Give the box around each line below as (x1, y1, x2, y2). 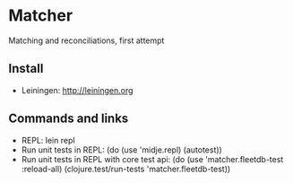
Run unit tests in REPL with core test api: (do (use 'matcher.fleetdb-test (21, 153, 284, 164)
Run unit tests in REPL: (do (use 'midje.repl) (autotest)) (21, 144, 223, 155)
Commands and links (8, 111, 129, 126)
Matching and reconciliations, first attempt (8, 35, 165, 46)
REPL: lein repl (21, 135, 75, 145)
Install (8, 61, 44, 76)
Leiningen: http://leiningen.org (21, 84, 134, 95)
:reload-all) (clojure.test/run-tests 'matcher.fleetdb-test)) (21, 163, 231, 174)
